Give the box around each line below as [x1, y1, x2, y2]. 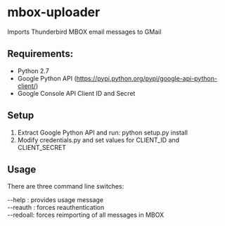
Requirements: [7, 48, 74, 60]
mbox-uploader [7, 4, 101, 20]
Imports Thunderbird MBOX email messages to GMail [7, 27, 162, 36]
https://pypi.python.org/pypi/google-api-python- [76, 74, 218, 82]
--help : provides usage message [7, 196, 104, 204]
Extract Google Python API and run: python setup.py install [17, 128, 188, 137]
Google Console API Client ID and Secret [17, 89, 136, 97]
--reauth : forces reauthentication [7, 203, 105, 212]
